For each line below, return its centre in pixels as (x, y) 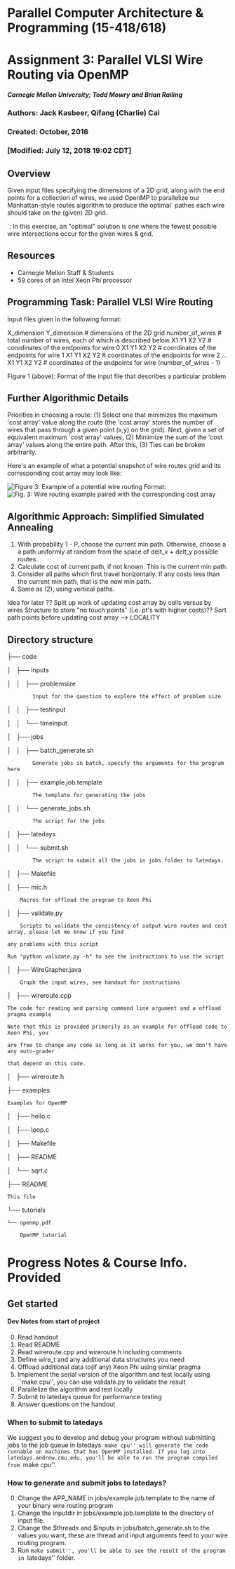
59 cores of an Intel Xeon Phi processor (75, 280)
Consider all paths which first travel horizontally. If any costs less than (119, 574)
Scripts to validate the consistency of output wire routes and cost (124, 926)
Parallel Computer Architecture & (106, 13)
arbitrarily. (22, 452)
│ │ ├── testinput (36, 709)
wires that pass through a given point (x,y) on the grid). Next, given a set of (116, 430)
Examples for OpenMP (38, 1103)
